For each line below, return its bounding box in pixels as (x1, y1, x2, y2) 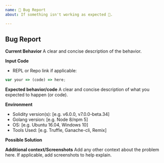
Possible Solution (5, 137, 42, 143)
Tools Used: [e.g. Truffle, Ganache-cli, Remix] (12, 127, 107, 133)
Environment (5, 101, 32, 108)
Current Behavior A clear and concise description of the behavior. (5, 48, 142, 54)
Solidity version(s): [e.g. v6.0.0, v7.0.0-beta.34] (12, 111, 110, 117)
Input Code (5, 58, 29, 64)
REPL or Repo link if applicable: (12, 68, 77, 74)
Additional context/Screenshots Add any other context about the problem (5, 146, 159, 153)
